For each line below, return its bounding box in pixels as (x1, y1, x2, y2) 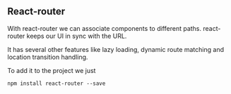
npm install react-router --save (7, 80, 106, 87)
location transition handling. (7, 53, 88, 61)
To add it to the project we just (7, 66, 96, 74)
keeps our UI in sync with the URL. (26, 32, 127, 40)
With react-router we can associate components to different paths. (7, 24, 202, 32)
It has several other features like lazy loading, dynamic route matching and (7, 45, 225, 53)
